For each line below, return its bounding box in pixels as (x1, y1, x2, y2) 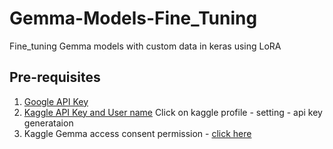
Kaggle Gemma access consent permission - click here (23, 127, 252, 139)
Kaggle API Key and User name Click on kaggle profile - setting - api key (23, 106, 323, 118)
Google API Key (23, 95, 89, 107)
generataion (23, 117, 74, 129)
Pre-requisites (9, 69, 101, 86)
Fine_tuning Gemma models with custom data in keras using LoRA (9, 40, 282, 52)
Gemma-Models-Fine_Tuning (9, 7, 258, 30)
